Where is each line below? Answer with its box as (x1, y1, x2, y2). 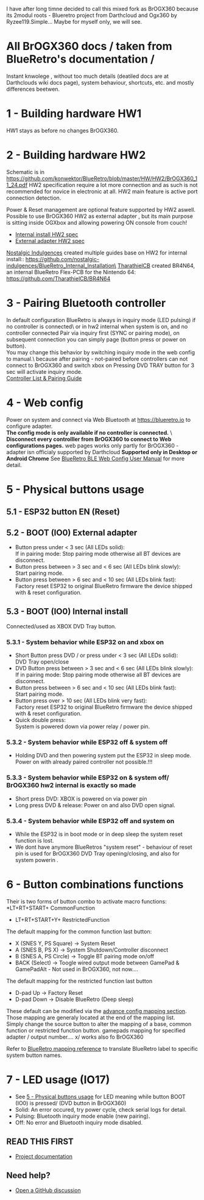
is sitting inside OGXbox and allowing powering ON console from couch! (6, 219, 188, 226)
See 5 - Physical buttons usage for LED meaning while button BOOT (15, 1093, 186, 1100)
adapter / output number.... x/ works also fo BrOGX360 (6, 1033, 144, 1040)
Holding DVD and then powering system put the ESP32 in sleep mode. (15, 752, 192, 759)
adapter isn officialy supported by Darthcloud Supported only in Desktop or (6, 448, 198, 455)
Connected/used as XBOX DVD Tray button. (6, 622, 117, 630)
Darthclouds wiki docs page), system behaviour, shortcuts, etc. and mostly (6, 79, 194, 86)
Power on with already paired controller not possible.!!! (15, 758, 153, 766)
